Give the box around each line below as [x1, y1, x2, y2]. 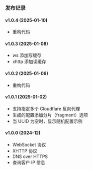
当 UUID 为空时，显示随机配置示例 [12, 118, 83, 124]
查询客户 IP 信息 [12, 159, 46, 165]
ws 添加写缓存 [12, 52, 42, 58]
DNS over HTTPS [12, 153, 48, 159]
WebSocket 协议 [12, 141, 46, 147]
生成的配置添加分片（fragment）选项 [12, 111, 88, 118]
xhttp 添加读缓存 [12, 58, 46, 64]
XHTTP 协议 [12, 147, 37, 153]
